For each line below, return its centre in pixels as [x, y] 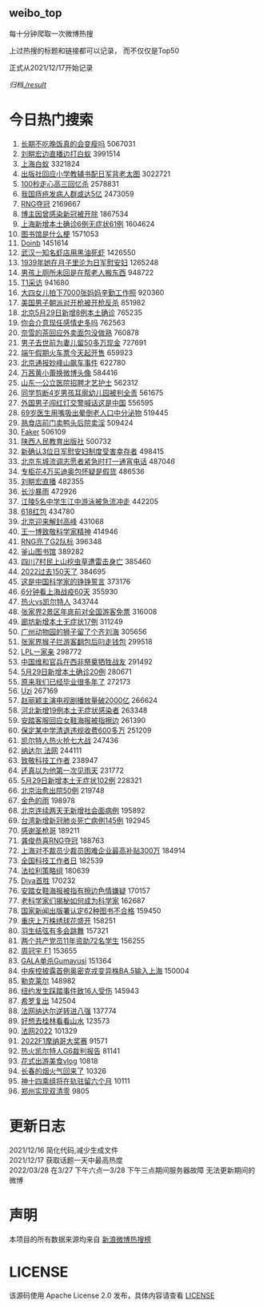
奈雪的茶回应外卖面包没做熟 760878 [80, 333]
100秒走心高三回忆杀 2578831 [70, 184]
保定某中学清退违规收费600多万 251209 [86, 730]
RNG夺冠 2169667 [50, 204]
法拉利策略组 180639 [55, 870]
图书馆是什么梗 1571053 [60, 234]
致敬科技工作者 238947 [59, 760]
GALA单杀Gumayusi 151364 [66, 960]
